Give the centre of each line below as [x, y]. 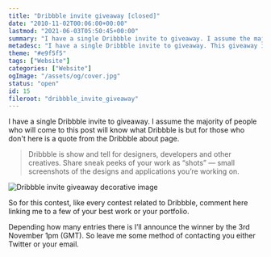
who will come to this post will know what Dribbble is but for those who [127, 130]
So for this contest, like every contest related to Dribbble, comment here [128, 203]
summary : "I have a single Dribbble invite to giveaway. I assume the [129, 38]
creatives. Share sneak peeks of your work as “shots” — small [131, 163]
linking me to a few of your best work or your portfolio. [99, 212]
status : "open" [34, 83]
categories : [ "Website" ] [50, 69]
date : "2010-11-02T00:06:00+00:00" [68, 23]
